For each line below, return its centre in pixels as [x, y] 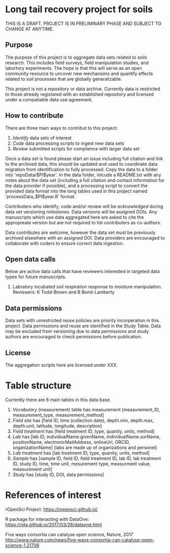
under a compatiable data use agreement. [49, 99]
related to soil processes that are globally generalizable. [64, 79]
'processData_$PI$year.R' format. [41, 196]
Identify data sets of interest [42, 138]
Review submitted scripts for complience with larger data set [76, 148]
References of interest [53, 495]
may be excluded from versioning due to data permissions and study [77, 331]
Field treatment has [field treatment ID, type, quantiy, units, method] [83, 431]
